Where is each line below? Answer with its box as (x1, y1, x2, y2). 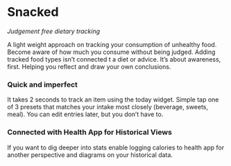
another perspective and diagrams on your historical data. (7, 150, 173, 159)
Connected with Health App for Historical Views (7, 127, 172, 137)
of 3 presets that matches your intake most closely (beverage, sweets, (7, 103, 209, 111)
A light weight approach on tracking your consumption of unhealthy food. (7, 40, 217, 48)
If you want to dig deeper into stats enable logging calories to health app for (7, 143, 224, 151)
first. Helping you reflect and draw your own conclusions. (7, 62, 171, 71)
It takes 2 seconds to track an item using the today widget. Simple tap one (7, 95, 219, 104)
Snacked (7, 4, 59, 20)
